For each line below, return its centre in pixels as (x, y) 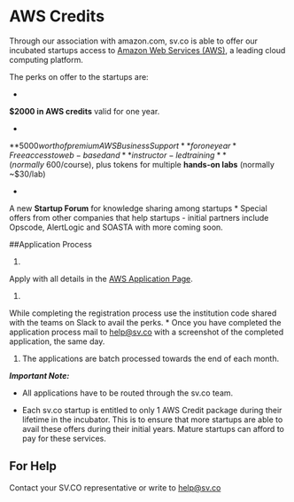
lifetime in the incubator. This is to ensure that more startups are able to (152, 420)
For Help (33, 466)
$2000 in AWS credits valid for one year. (85, 111)
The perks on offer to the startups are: (79, 76)
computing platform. (46, 59)
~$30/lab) (27, 174)
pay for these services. (64, 438)
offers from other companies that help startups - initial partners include (139, 217)
